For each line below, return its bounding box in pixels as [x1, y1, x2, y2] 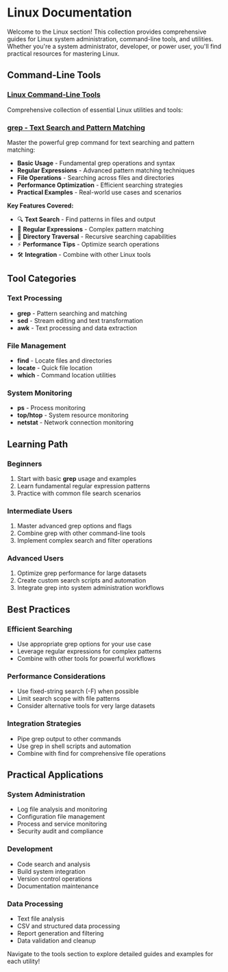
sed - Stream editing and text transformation [16, 316, 144, 324]
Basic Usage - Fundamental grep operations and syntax [16, 159, 176, 167]
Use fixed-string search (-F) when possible [16, 687, 139, 695]
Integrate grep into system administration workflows [16, 584, 164, 592]
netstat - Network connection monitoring [16, 418, 134, 427]
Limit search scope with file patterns [16, 694, 121, 703]
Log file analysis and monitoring [16, 805, 107, 813]
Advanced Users [7, 554, 64, 563]
